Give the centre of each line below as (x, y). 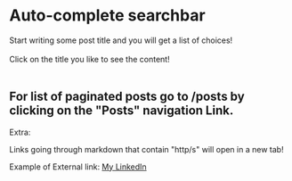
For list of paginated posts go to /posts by (127, 97)
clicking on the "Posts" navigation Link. (122, 111)
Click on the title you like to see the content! (90, 59)
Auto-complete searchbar (108, 16)
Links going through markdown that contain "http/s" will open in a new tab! (146, 149)
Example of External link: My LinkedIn (78, 167)
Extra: (20, 132)
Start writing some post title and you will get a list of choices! (121, 40)
